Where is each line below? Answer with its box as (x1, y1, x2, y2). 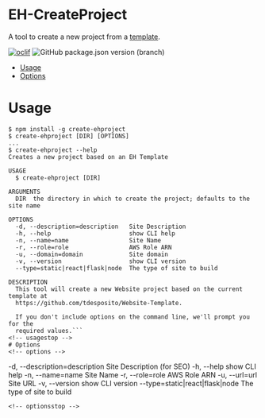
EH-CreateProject (8, 6, 128, 24)
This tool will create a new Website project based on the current (15, 284, 244, 293)
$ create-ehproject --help (8, 145, 98, 154)
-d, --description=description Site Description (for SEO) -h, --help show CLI (8, 362, 256, 371)
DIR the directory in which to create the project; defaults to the (15, 195, 250, 203)
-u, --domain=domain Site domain (15, 250, 169, 258)
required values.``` (15, 327, 83, 335)
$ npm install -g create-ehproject (8, 125, 126, 133)
